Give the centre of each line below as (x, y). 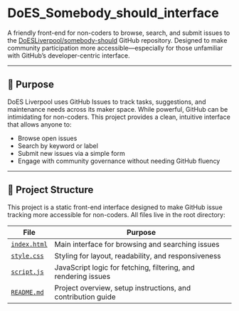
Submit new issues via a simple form (71, 153)
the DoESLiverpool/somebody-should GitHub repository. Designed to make (117, 40)
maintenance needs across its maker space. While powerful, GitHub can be (118, 109)
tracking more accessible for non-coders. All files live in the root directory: (116, 214)
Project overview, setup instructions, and (123, 288)
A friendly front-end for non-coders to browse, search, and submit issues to (119, 33)
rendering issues (83, 276)
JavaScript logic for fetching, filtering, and (125, 267)
